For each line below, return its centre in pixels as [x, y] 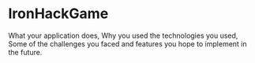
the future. [25, 52]
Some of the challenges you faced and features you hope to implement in [127, 43]
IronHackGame [58, 14]
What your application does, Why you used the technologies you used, [123, 35]
